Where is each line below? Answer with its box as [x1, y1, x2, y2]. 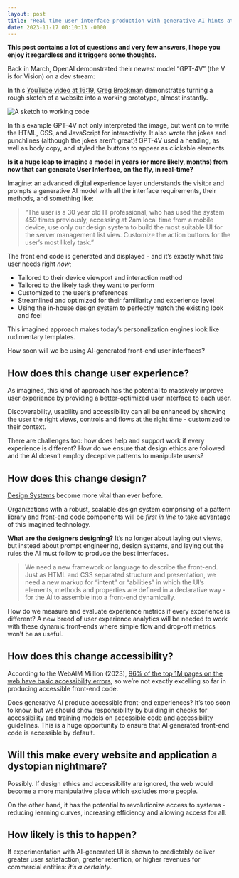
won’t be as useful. [7, 630, 63, 638]
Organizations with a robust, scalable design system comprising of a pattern [7, 505, 231, 513]
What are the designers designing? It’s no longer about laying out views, [7, 534, 223, 542]
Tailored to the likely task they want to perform [17, 281, 154, 289]
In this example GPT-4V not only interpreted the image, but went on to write [7, 121, 230, 130]
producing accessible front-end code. [7, 684, 119, 693]
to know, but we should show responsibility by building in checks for [7, 706, 208, 714]
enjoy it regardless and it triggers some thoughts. [7, 51, 157, 59]
